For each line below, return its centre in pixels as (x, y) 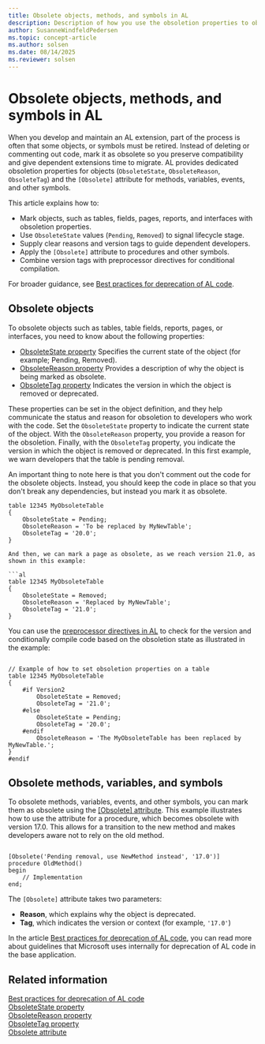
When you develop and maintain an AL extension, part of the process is (124, 137)
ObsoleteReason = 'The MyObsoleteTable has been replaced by (139, 738)
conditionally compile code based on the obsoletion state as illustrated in (127, 639)
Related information (58, 980)
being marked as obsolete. (63, 377)
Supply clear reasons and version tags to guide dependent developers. (135, 243)
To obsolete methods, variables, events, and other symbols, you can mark (128, 802)
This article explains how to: (54, 203)
